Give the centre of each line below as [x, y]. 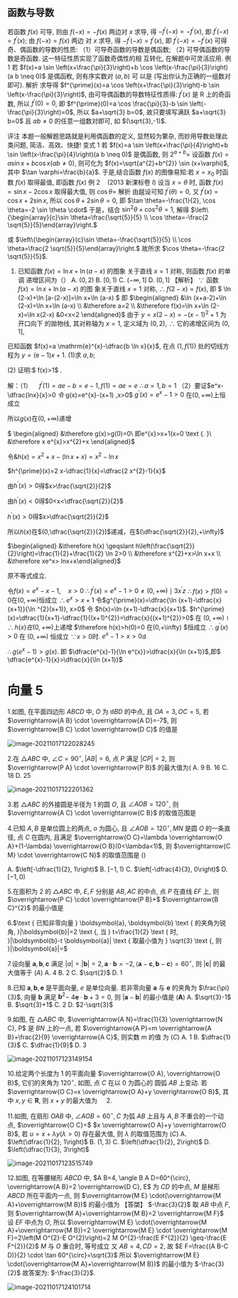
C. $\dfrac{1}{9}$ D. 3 [54, 1045]
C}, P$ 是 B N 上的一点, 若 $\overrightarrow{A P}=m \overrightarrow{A [109, 1028]
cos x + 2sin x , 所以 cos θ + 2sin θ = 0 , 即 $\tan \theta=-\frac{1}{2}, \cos [112, 200]
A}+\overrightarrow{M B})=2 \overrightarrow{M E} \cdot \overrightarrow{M [117, 1230]
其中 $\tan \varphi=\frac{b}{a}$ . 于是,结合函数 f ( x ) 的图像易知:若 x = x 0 [111, 173]
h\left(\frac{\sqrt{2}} [165, 546]
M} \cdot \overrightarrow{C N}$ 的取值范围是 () [77, 855]
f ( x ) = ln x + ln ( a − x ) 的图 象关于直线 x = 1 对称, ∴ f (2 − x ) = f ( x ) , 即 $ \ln [124, 289]
